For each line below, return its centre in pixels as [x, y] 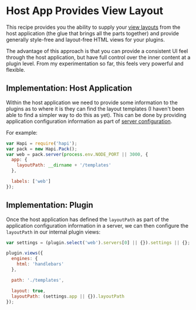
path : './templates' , [38, 280]
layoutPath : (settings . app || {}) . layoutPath [68, 296]
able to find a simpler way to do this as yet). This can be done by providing [96, 115]
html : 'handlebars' [40, 264]
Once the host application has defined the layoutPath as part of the [87, 219]
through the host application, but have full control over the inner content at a [98, 57]
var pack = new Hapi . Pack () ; [42, 149]
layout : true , [28, 291]
